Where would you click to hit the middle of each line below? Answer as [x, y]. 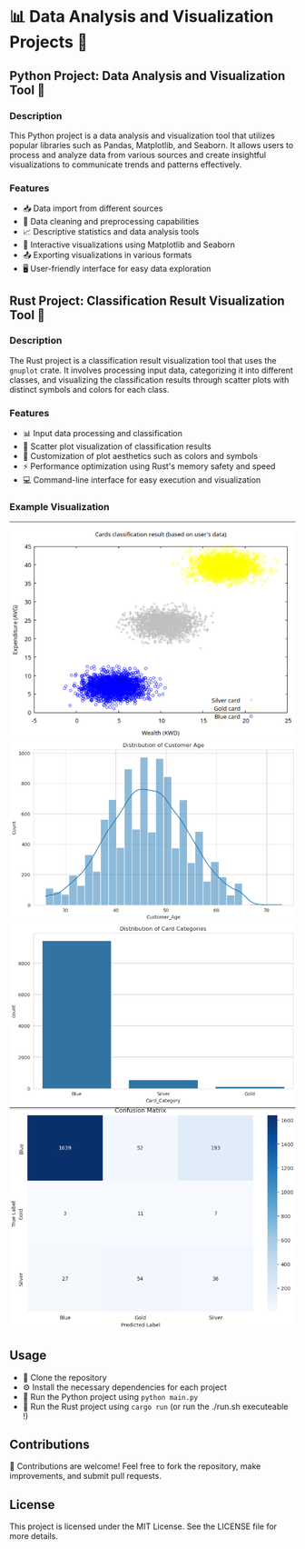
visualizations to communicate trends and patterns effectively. [126, 165]
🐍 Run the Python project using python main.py [110, 1396]
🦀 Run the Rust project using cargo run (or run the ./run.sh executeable [155, 1406]
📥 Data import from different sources [93, 208]
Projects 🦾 [49, 42]
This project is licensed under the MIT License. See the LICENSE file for [143, 1526]
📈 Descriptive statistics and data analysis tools [111, 232]
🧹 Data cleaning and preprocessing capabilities [111, 222]
